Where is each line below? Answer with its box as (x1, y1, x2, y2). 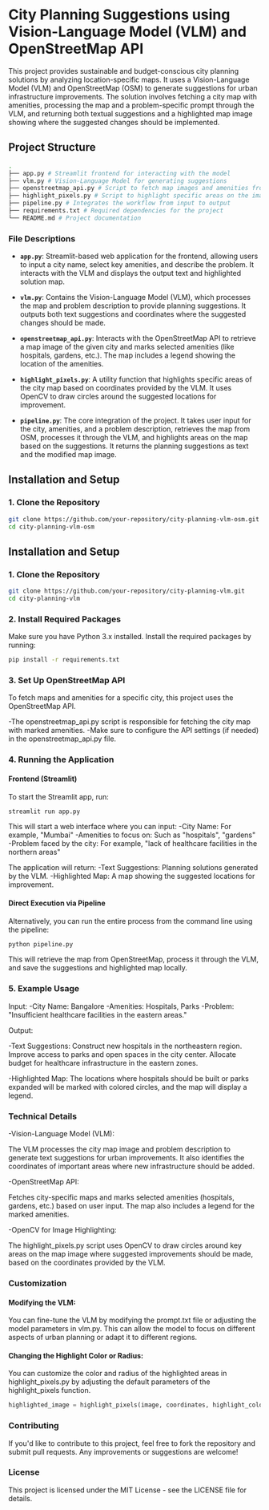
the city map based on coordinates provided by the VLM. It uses (19, 383, 232, 393)
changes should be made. (19, 318, 106, 328)
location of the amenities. (19, 359, 104, 369)
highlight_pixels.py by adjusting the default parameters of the (8, 1377, 211, 1387)
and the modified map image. (19, 450, 118, 459)
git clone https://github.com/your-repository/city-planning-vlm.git (8, 587, 246, 595)
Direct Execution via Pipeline (8, 898, 106, 908)
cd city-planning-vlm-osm (8, 523, 94, 531)
